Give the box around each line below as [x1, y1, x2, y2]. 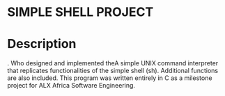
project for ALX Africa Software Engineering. [7, 81, 136, 90]
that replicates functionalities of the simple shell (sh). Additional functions [7, 67, 218, 75]
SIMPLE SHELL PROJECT [7, 4, 154, 20]
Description [7, 36, 77, 52]
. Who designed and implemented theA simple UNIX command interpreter [7, 59, 219, 67]
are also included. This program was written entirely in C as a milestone [7, 74, 212, 82]
